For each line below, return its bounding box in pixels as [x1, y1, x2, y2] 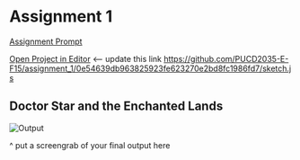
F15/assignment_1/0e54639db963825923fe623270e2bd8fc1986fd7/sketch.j [9, 63, 292, 74]
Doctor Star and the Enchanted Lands [9, 99, 224, 114]
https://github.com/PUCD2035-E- [163, 53, 289, 64]
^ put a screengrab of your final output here [9, 139, 171, 150]
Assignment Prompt [9, 36, 83, 47]
